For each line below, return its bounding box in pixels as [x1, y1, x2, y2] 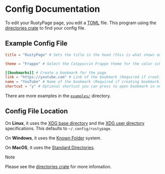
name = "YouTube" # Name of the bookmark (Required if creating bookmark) [5, 79, 162, 84]
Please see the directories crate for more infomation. [5, 164, 112, 170]
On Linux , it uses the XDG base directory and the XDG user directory [5, 120, 145, 126]
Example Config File [5, 39, 68, 48]
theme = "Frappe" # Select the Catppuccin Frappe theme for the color [5, 61, 153, 66]
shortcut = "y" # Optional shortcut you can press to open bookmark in [5, 84, 155, 89]
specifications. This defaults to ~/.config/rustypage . [5, 125, 112, 131]
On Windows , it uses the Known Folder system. [5, 135, 102, 141]
